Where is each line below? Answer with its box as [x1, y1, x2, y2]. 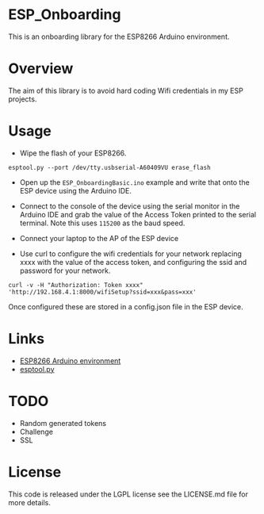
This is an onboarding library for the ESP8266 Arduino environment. [8, 32, 230, 41]
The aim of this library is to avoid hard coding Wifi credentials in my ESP [8, 86, 243, 95]
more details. [8, 497, 52, 507]
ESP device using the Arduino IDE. [19, 186, 132, 195]
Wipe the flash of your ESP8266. [19, 148, 127, 158]
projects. [8, 94, 37, 104]
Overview [8, 59, 74, 78]
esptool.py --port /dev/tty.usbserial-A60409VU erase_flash [8, 163, 212, 171]
